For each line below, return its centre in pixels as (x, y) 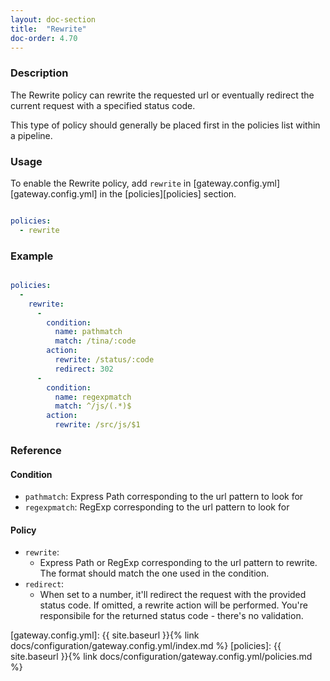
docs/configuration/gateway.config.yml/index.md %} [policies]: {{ (146, 646)
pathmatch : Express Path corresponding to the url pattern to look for (164, 497)
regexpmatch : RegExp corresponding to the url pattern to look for (157, 507)
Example (32, 256)
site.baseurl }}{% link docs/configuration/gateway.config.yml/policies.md (161, 657)
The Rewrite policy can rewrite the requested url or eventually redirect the (162, 95)
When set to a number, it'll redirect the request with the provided (173, 595)
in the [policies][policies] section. (168, 193)
